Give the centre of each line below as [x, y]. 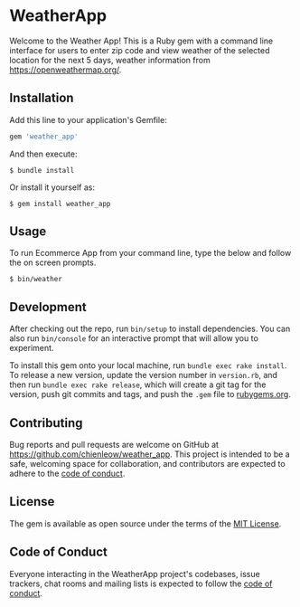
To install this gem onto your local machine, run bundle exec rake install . [148, 365]
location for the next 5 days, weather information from [110, 60]
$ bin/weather [36, 280]
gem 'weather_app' [44, 137]
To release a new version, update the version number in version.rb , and [144, 375]
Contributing [46, 423]
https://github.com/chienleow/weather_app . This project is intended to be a [150, 454]
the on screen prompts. [53, 262]
